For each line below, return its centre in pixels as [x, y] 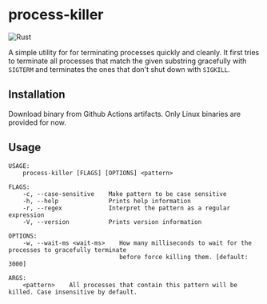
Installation [37, 95]
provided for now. [37, 122]
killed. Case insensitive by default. [73, 292]
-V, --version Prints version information [112, 222]
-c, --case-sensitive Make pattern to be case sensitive [125, 194]
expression [26, 215]
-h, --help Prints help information [107, 201]
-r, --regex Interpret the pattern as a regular [126, 208]
